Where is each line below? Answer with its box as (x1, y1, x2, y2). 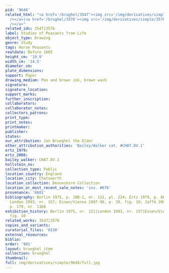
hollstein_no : (5, 162, 35, 167)
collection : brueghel (5, 251, 51, 256)
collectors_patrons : (5, 110, 49, 116)
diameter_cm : (5, 63, 33, 69)
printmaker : (5, 124, 30, 129)
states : (5, 134, 22, 139)
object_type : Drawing (5, 36, 51, 41)
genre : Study (5, 40, 33, 45)
